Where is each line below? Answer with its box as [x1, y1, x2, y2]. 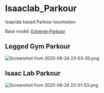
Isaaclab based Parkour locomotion [5, 19, 76, 25]
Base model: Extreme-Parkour [5, 28, 66, 34]
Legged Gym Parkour [5, 42, 70, 51]
